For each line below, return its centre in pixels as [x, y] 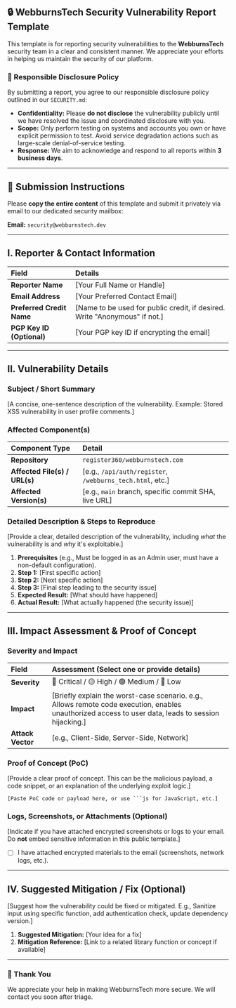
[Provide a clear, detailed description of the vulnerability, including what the [117, 537]
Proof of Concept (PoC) [48, 763]
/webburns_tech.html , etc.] [126, 480]
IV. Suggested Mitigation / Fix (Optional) [97, 889]
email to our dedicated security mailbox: [65, 211]
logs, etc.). [33, 861]
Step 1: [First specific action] [59, 573]
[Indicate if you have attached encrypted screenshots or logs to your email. [116, 832]
